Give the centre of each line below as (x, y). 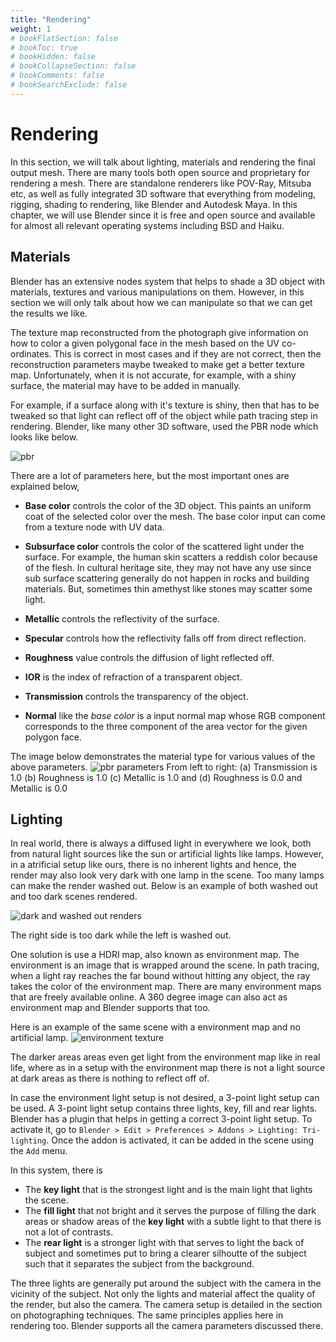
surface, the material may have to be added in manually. (126, 385)
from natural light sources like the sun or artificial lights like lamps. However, (167, 854)
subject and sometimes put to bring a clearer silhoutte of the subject (165, 1253)
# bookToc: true (44, 47)
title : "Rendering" (51, 19)
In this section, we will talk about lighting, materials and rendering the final (163, 162)
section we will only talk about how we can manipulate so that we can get (161, 302)
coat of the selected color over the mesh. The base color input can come (175, 516)
